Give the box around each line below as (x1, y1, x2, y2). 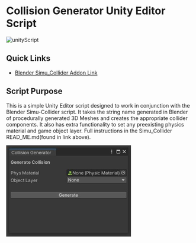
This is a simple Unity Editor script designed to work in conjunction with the (6, 102, 191, 109)
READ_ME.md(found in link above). (6, 133, 91, 140)
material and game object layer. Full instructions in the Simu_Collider (6, 127, 172, 134)
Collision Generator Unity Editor (6, 4, 166, 18)
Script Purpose (6, 86, 63, 96)
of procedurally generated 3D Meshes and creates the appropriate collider (6, 114, 188, 122)
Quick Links (6, 53, 51, 63)
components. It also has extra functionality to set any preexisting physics (6, 121, 185, 128)
